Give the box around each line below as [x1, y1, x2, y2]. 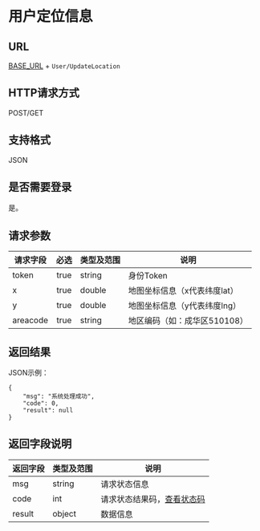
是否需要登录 [8, 180, 72, 194]
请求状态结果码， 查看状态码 [100, 493, 206, 505]
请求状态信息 [100, 478, 150, 489]
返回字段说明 [8, 437, 72, 451]
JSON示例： [8, 368, 50, 378]
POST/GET [8, 107, 44, 117]
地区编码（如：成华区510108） [128, 315, 249, 326]
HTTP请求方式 [8, 86, 80, 100]
